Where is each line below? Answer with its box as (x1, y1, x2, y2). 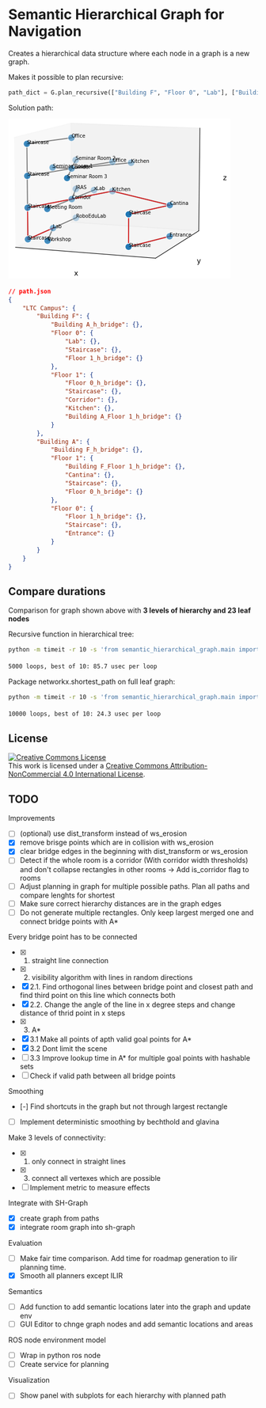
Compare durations (8, 584, 106, 598)
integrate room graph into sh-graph (19, 1222, 135, 1232)
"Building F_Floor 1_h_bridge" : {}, (64, 463, 186, 471)
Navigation (8, 22, 82, 40)
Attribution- (169, 761, 208, 771)
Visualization (8, 1376, 50, 1385)
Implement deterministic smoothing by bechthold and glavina (19, 1117, 220, 1126)
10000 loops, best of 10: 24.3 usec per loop (8, 710, 161, 718)
